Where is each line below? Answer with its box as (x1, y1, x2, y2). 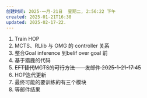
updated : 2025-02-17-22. (6, 19, 66, 25)
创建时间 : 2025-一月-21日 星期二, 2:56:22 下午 (6, 8, 116, 15)
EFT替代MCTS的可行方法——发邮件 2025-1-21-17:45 (14, 64, 141, 71)
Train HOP (14, 36, 40, 43)
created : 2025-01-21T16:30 (6, 14, 72, 20)
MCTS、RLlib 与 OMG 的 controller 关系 (14, 42, 110, 50)
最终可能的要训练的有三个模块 (14, 79, 86, 86)
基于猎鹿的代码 (14, 57, 51, 64)
